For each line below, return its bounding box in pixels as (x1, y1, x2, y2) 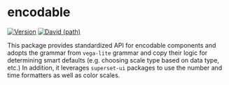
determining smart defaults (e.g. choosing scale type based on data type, (7, 55, 219, 64)
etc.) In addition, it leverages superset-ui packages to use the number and (7, 63, 223, 72)
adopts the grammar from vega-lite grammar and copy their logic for (7, 48, 208, 57)
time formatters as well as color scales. (7, 71, 120, 79)
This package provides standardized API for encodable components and (7, 41, 216, 49)
